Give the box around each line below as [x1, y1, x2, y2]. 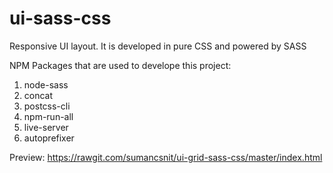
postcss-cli [23, 100, 71, 112]
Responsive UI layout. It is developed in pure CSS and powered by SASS [9, 40, 307, 52]
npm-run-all [23, 110, 74, 122]
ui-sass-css [9, 7, 112, 30]
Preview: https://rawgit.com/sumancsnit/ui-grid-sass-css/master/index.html [9, 151, 323, 163]
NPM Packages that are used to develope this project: [9, 59, 232, 71]
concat [23, 89, 54, 101]
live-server [23, 121, 69, 133]
